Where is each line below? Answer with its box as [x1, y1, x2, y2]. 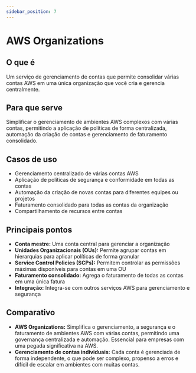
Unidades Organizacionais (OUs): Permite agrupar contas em [14, 247, 166, 254]
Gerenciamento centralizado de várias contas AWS [14, 170, 139, 177]
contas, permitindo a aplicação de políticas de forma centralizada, [6, 125, 167, 132]
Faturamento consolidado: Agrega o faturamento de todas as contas [14, 272, 184, 279]
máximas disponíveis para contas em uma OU [14, 266, 126, 273]
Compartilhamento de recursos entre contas [14, 208, 123, 215]
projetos [14, 195, 35, 202]
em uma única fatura [14, 278, 66, 285]
